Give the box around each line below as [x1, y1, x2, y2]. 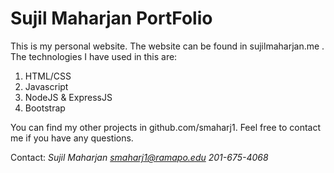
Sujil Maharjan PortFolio [10, 7, 213, 30]
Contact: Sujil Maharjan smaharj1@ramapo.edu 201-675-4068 [10, 151, 269, 163]
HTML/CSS [24, 70, 72, 82]
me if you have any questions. [10, 132, 134, 144]
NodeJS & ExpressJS [24, 91, 113, 103]
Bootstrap [24, 102, 66, 114]
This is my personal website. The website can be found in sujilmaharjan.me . [10, 40, 325, 52]
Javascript [24, 80, 69, 92]
